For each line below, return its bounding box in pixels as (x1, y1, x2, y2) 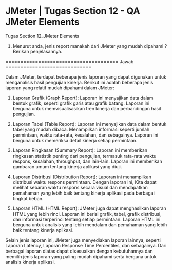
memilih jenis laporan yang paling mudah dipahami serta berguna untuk (5, 253, 157, 259)
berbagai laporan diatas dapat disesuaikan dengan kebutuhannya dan (5, 248, 153, 254)
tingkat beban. (12, 195, 44, 201)
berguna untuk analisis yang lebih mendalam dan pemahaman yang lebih (12, 221, 167, 228)
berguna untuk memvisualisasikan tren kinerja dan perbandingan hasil (12, 105, 161, 111)
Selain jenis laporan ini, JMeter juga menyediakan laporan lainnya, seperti (5, 237, 161, 243)
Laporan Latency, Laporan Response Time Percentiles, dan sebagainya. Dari (5, 242, 167, 248)
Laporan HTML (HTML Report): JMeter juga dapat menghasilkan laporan (12, 205, 167, 211)
